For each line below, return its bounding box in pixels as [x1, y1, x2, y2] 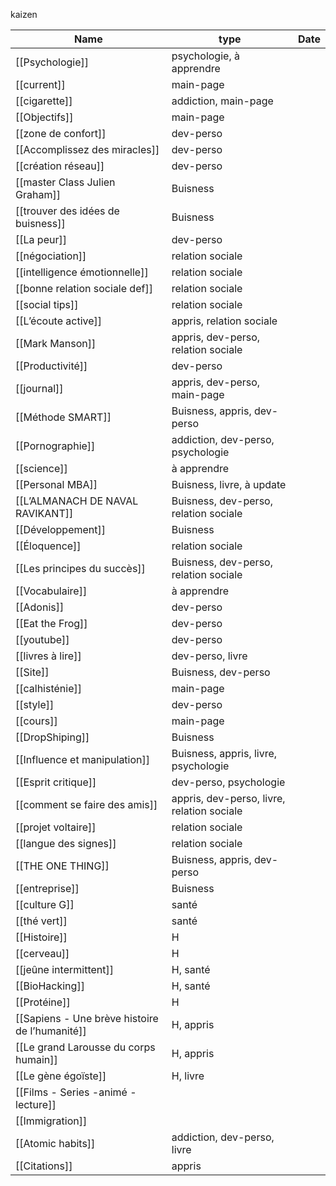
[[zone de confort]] [15, 127, 107, 140]
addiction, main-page [171, 94, 274, 108]
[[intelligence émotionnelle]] [15, 265, 149, 279]
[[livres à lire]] [15, 649, 82, 663]
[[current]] [15, 78, 66, 91]
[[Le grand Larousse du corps [15, 1040, 156, 1054]
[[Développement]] [15, 523, 106, 536]
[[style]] [15, 698, 55, 711]
